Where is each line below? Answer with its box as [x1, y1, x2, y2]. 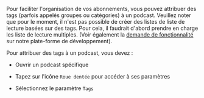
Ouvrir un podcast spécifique [15, 61, 89, 68]
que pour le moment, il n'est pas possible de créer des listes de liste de [6, 18, 185, 25]
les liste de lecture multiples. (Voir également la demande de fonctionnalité [6, 31, 194, 38]
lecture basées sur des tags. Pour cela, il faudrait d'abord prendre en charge [6, 24, 199, 32]
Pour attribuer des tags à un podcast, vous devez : [6, 49, 133, 57]
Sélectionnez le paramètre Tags [15, 85, 94, 92]
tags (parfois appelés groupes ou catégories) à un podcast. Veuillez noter [6, 12, 191, 19]
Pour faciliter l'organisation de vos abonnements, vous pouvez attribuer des [6, 5, 197, 12]
